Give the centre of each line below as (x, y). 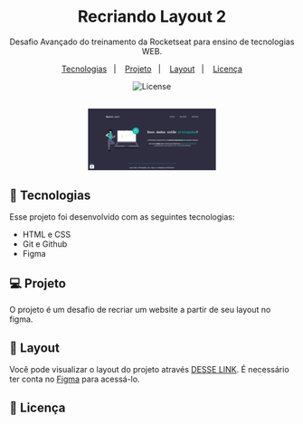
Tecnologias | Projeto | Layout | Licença (152, 69)
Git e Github (45, 244)
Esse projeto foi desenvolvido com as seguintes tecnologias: (122, 217)
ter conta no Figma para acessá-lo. (75, 379)
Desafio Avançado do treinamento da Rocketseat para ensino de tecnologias (152, 42)
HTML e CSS (47, 235)
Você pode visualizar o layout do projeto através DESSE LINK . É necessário (149, 370)
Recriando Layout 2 (152, 17)
